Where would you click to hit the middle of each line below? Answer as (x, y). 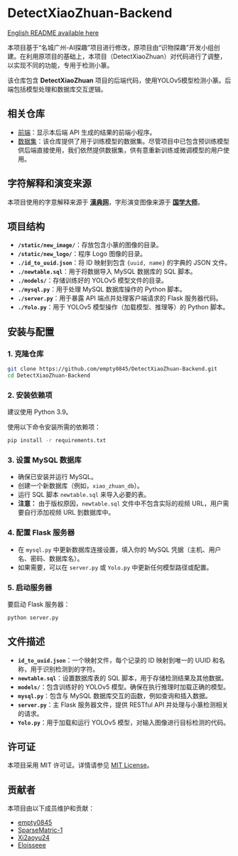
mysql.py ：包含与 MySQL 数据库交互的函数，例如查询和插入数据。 (114, 695)
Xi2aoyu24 (33, 838)
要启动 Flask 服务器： (39, 604)
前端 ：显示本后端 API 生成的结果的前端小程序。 (87, 132)
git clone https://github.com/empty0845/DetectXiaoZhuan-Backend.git (113, 369)
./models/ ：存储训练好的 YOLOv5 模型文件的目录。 (93, 280)
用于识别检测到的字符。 (65, 669)
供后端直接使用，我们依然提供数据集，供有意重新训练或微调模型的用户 (120, 150)
